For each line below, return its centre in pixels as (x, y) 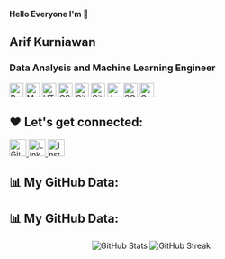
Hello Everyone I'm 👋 (49, 14)
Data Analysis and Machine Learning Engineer (112, 68)
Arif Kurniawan (53, 42)
